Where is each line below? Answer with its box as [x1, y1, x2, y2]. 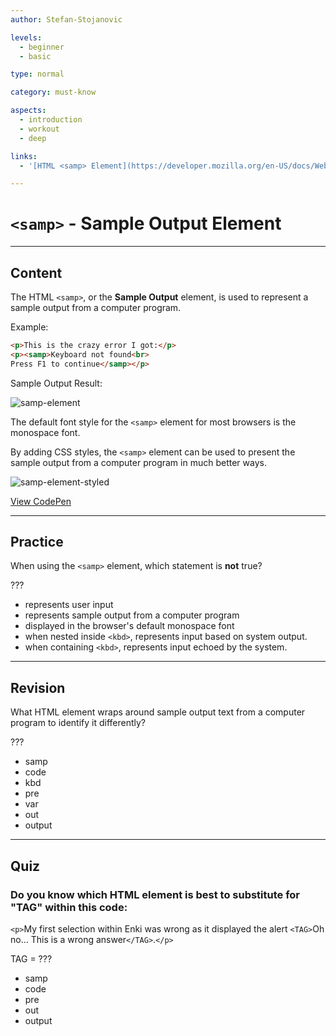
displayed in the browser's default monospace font [24, 620, 235, 632]
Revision [10, 679, 66, 696]
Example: [10, 321, 49, 333]
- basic [19, 51, 52, 61]
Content [10, 264, 63, 281]
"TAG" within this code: [10, 900, 128, 914]
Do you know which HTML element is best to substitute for [10, 887, 301, 901]
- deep [19, 133, 47, 143]
